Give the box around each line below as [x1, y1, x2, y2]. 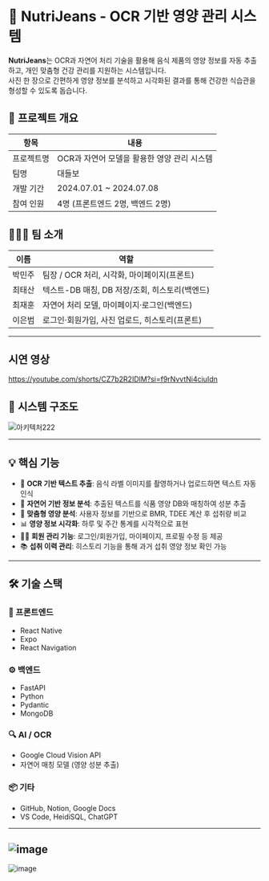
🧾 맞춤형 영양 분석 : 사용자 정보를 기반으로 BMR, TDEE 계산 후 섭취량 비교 [19, 509, 247, 518]
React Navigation [19, 642, 77, 652]
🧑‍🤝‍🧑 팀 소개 [8, 228, 64, 242]
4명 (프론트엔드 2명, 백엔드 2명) [57, 198, 171, 209]
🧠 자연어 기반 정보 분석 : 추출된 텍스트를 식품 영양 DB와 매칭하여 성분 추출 [19, 499, 247, 508]
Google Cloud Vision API [19, 750, 102, 760]
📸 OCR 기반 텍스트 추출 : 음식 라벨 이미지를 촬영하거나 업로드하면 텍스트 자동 [19, 479, 257, 488]
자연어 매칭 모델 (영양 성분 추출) [19, 760, 120, 769]
